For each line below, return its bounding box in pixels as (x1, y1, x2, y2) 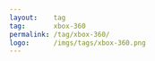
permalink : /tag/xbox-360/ (9, 30, 110, 39)
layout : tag (9, 13, 66, 22)
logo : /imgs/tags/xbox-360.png (9, 38, 146, 48)
